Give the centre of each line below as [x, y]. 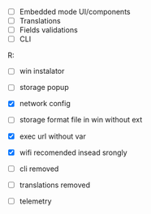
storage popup [44, 88]
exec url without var [52, 136]
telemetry [35, 201]
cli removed [39, 169]
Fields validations [48, 30]
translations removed [55, 185]
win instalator [42, 71]
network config [45, 104]
